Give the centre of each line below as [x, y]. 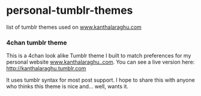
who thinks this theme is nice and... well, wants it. [67, 86]
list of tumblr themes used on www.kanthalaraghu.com [74, 27]
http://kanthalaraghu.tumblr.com [46, 68]
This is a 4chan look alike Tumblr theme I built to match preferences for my [99, 56]
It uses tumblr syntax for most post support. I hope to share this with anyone [100, 80]
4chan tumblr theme [37, 43]
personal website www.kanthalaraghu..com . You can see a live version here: [100, 62]
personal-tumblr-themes [70, 10]
